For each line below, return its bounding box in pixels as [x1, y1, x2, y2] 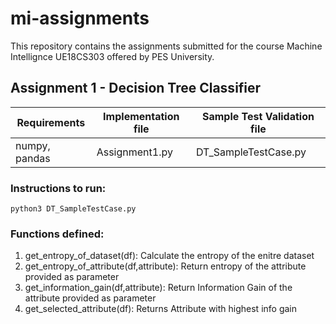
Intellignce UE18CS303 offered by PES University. [10, 50, 215, 62]
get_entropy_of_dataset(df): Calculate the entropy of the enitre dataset [24, 250, 315, 262]
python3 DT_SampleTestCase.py [10, 204, 137, 214]
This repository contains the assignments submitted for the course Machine [10, 40, 323, 52]
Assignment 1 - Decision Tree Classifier [10, 80, 262, 97]
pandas [15, 151, 51, 165]
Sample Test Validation [201, 109, 315, 123]
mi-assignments [10, 7, 150, 30]
